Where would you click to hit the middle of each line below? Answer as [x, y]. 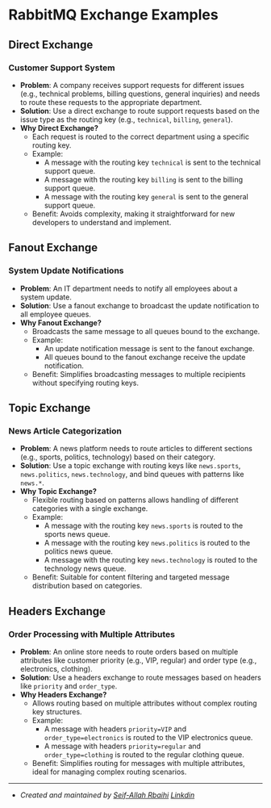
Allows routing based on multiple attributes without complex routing [144, 703]
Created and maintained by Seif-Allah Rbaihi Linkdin [107, 795]
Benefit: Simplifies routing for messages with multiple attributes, [139, 763]
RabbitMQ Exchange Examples [114, 15]
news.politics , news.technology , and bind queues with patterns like [132, 475]
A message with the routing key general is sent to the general [146, 196]
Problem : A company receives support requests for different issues [132, 85]
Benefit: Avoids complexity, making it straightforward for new [133, 214]
